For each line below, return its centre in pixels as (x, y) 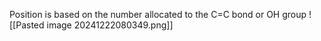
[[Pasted (27, 25)
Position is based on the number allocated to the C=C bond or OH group (158, 14)
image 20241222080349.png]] (110, 25)
